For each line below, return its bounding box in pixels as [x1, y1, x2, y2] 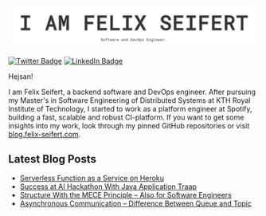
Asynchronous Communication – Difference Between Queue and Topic [19, 198, 252, 209]
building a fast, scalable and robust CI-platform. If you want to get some [8, 112, 244, 122]
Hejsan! [8, 71, 33, 81]
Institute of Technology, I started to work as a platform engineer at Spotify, [8, 104, 252, 113]
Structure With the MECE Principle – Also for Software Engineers [19, 190, 233, 200]
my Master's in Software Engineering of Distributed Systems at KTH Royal [8, 95, 251, 105]
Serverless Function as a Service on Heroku [19, 174, 165, 183]
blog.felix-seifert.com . [8, 129, 81, 139]
